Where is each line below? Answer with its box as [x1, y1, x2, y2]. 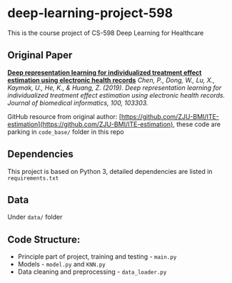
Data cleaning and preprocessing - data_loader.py [17, 267, 167, 276]
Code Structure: [7, 233, 81, 245]
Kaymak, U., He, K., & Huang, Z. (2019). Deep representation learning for [7, 83, 222, 92]
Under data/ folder [7, 212, 63, 222]
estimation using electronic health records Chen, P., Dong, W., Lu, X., [7, 76, 216, 84]
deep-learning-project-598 [7, 5, 173, 21]
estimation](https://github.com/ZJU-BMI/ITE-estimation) [7, 120, 173, 128]
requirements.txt [7, 175, 59, 182]
